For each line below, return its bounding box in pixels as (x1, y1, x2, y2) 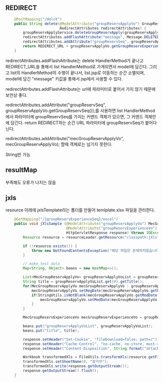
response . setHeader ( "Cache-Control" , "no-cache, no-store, (23, 341, 145, 346)
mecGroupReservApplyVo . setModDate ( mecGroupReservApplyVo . (40, 297, 160, 302)
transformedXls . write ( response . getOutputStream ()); (23, 364, 130, 369)
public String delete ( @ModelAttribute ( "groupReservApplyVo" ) (14, 21, 140, 26)
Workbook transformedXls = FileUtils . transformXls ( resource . (23, 355, 149, 360)
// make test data (23, 261, 60, 266)
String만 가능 (5, 151, 30, 157)
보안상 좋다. (5, 92, 28, 98)
